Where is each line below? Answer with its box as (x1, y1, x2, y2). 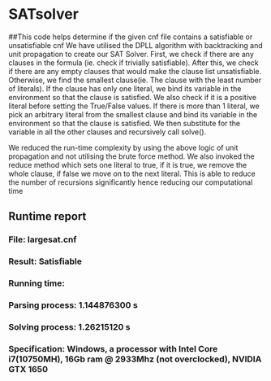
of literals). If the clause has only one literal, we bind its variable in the (8, 83, 242, 94)
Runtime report (8, 209, 87, 224)
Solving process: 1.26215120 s (8, 321, 131, 332)
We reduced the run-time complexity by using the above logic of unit (8, 142, 239, 152)
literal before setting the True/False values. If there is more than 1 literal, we (8, 101, 260, 111)
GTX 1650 (8, 363, 49, 374)
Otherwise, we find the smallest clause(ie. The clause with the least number (8, 75, 262, 85)
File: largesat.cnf (8, 234, 77, 245)
